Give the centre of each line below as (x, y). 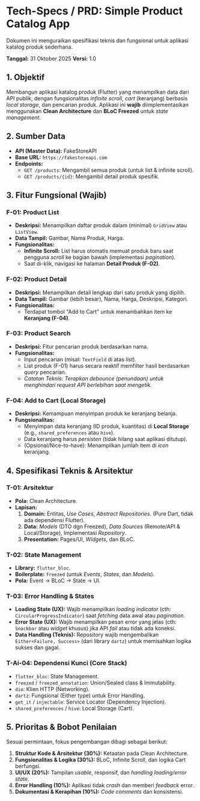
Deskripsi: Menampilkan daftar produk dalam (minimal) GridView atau (101, 225)
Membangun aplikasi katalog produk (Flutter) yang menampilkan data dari (98, 92)
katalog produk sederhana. (40, 47)
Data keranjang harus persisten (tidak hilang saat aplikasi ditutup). (106, 439)
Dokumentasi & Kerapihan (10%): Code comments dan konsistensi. (99, 791)
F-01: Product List (33, 212)
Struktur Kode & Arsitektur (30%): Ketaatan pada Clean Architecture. (102, 753)
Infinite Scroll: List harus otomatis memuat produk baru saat (98, 251)
